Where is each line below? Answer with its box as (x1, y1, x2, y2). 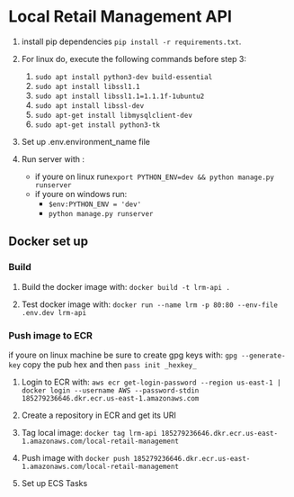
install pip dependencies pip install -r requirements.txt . (21, 36, 242, 47)
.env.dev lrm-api (21, 308, 87, 317)
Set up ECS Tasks (21, 477, 88, 488)
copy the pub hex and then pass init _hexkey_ (22, 358, 197, 370)
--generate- (241, 351, 286, 360)
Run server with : (21, 153, 85, 164)
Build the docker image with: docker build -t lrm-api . (21, 281, 231, 292)
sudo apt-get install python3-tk (34, 120, 161, 130)
